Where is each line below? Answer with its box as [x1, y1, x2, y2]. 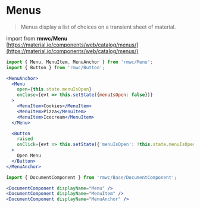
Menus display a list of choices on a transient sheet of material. [20, 23, 176, 30]
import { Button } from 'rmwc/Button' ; [6, 64, 105, 70]
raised [17, 136, 33, 142]
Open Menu [17, 153, 42, 159]
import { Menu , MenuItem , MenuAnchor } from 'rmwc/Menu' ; [6, 59, 153, 65]
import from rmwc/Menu [6, 35, 68, 42]
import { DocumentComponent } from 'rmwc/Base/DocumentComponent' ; [6, 174, 177, 181]
